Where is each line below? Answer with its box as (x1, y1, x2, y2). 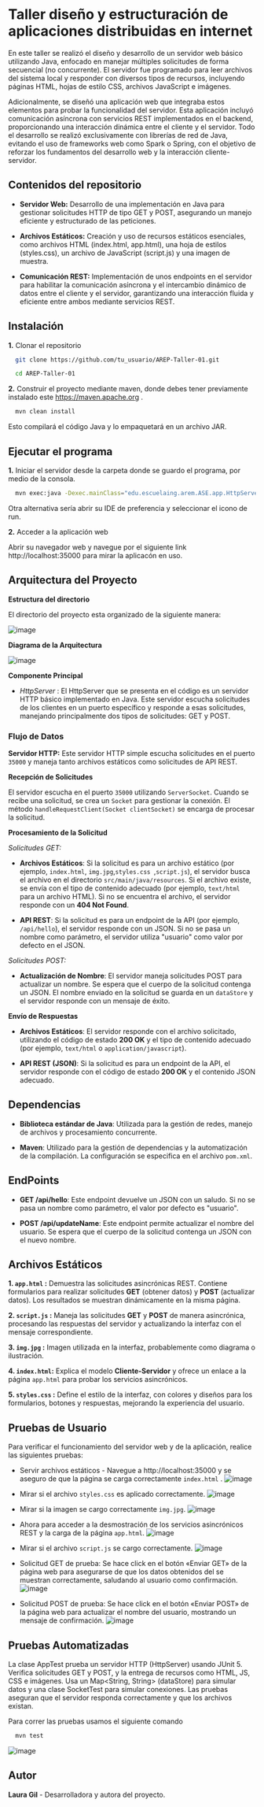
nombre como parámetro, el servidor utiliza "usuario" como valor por (19, 931, 244, 942)
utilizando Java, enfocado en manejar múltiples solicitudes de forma (8, 57, 229, 66)
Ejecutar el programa (8, 445, 113, 458)
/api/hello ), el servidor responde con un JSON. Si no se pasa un (19, 924, 231, 933)
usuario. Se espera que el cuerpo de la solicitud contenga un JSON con (19, 1227, 251, 1236)
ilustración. (8, 1351, 45, 1361)
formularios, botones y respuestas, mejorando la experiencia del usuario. (8, 1398, 245, 1408)
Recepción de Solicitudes (8, 772, 93, 781)
